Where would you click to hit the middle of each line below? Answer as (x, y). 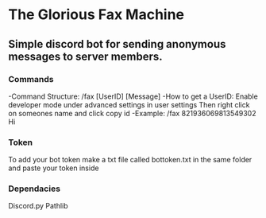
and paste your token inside (54, 168)
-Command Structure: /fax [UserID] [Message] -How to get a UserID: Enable (133, 96)
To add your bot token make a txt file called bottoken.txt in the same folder (130, 160)
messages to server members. (85, 56)
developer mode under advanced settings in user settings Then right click (129, 104)
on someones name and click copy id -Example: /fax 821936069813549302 (132, 113)
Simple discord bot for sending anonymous (117, 44)
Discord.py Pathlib (39, 206)
